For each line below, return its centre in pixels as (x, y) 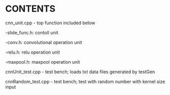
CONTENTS (30, 9)
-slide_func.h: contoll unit (32, 32)
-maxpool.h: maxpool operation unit (43, 62)
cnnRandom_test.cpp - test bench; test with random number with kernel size (85, 81)
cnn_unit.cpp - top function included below (50, 23)
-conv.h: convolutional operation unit (44, 42)
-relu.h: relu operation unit (32, 52)
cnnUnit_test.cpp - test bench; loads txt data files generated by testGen (80, 72)
